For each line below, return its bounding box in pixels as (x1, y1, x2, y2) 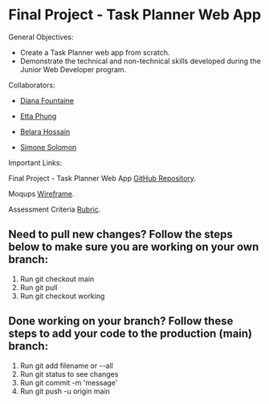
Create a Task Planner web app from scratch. (19, 47, 170, 57)
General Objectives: (8, 32, 74, 42)
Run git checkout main (19, 274, 95, 284)
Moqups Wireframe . (8, 188, 75, 198)
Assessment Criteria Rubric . (8, 204, 101, 214)
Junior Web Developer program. (19, 64, 127, 74)
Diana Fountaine (19, 95, 75, 105)
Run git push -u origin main (19, 386, 111, 396)
